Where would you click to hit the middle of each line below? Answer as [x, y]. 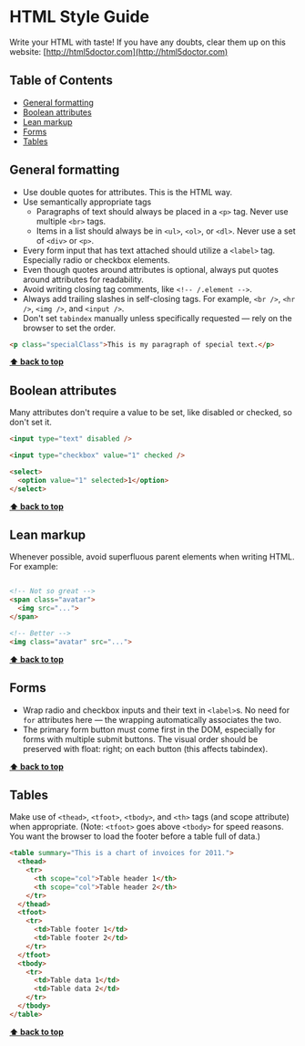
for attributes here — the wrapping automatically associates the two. [152, 719]
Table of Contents [61, 81]
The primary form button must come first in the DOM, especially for [149, 729]
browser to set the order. [69, 328]
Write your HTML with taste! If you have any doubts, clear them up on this [148, 42]
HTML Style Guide [80, 17]
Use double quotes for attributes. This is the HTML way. [127, 192]
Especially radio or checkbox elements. [96, 260]
